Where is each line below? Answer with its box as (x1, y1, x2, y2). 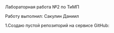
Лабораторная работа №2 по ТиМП (5, 4, 80, 10)
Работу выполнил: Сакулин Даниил (5, 13, 79, 19)
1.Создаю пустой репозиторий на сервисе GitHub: (5, 22, 110, 28)
